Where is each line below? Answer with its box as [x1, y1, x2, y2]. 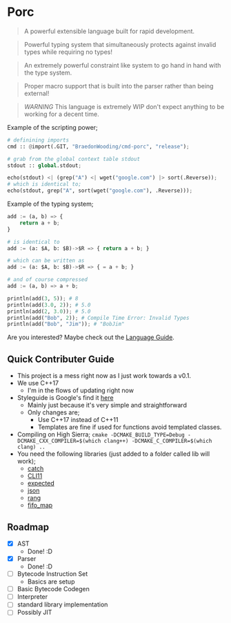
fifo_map [27, 501, 53, 510]
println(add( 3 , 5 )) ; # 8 [7, 295, 79, 302]
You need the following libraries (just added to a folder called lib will [17, 450, 210, 458]
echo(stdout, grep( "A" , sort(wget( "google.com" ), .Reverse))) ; [7, 187, 193, 194]
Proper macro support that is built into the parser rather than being [23, 82, 214, 90]
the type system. [23, 68, 72, 77]
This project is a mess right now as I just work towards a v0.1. [17, 372, 192, 380]
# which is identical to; [7, 181, 81, 188]
